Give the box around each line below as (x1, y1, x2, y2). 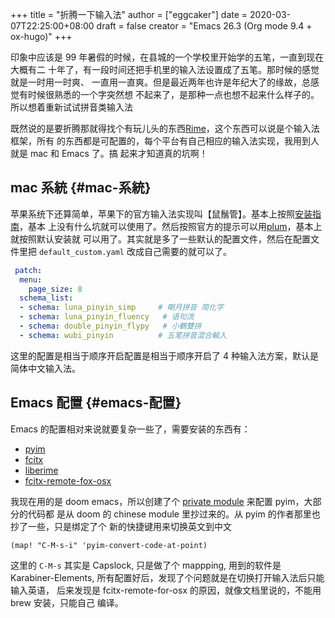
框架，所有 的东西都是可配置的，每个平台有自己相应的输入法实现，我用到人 (10, 135, 320, 147)
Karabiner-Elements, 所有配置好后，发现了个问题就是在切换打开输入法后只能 (10, 571, 325, 583)
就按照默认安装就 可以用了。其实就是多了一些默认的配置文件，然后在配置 (10, 233, 311, 245)
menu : (19, 274, 43, 285)
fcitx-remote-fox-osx (24, 474, 112, 487)
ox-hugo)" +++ (10, 31, 73, 42)
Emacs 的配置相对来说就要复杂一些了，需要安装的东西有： (10, 423, 251, 435)
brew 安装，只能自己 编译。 (10, 596, 124, 608)
